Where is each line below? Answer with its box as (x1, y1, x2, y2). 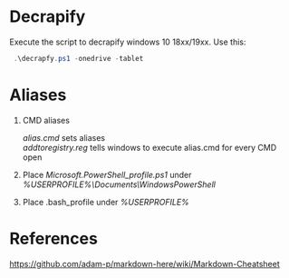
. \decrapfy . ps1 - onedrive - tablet (13, 54, 144, 63)
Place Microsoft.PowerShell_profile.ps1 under (22, 169, 192, 180)
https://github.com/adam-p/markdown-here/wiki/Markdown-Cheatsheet (9, 258, 281, 269)
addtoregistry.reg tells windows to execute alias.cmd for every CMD (22, 142, 277, 153)
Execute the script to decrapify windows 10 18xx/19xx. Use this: (9, 36, 246, 47)
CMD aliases (22, 114, 71, 125)
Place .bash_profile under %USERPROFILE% (22, 196, 190, 207)
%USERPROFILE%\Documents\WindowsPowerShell (22, 179, 216, 190)
